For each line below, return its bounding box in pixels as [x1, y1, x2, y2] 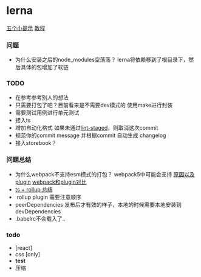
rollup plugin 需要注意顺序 [16, 193, 82, 201]
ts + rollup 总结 [15, 185, 53, 193]
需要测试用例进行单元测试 [15, 108, 80, 116]
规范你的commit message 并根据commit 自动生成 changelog [15, 132, 166, 139]
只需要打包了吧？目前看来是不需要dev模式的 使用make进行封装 [15, 101, 173, 108]
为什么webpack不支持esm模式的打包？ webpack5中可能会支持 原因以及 [15, 170, 196, 178]
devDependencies [15, 207, 61, 215]
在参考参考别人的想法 [15, 93, 69, 101]
